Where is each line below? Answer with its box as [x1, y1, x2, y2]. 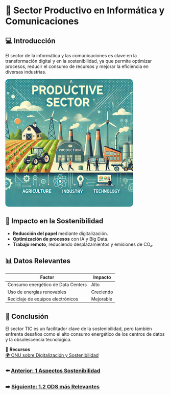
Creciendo [91, 289, 113, 295]
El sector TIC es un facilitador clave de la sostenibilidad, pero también [5, 326, 152, 332]
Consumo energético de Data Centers [7, 282, 87, 288]
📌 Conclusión [5, 312, 48, 321]
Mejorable [91, 296, 112, 302]
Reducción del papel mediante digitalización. [12, 230, 108, 237]
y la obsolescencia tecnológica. [5, 337, 72, 343]
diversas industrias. [5, 69, 47, 75]
